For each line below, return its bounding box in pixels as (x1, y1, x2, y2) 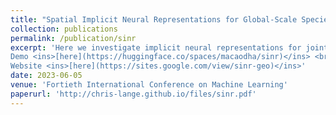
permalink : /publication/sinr (10, 33, 137, 43)
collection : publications (10, 24, 118, 34)
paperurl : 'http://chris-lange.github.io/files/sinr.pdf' (10, 89, 257, 99)
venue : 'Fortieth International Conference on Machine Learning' (10, 80, 288, 90)
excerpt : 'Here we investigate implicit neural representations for (10, 42, 302, 53)
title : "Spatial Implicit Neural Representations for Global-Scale (10, 14, 298, 25)
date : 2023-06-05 (10, 71, 83, 81)
